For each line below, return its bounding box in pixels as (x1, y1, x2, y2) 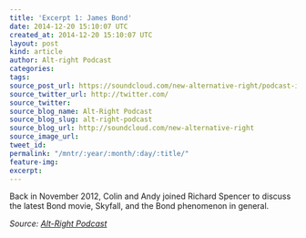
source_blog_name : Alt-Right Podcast (9, 107, 153, 116)
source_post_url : (9, 81, 76, 90)
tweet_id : (9, 140, 47, 150)
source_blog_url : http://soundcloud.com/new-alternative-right (9, 124, 255, 133)
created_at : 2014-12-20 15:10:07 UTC (9, 30, 153, 39)
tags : (9, 73, 30, 82)
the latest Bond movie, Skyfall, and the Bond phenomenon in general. (9, 201, 270, 212)
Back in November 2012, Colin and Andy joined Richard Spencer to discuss (9, 191, 291, 202)
